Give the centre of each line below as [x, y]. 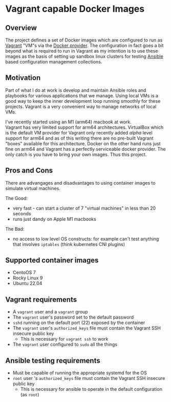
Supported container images [52, 261]
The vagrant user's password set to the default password [73, 317]
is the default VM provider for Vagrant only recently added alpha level [79, 132]
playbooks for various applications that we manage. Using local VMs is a [82, 96]
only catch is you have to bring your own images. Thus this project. [76, 154]
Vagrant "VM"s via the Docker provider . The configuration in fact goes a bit [84, 46]
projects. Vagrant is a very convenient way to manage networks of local [81, 106]
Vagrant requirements [41, 299]
